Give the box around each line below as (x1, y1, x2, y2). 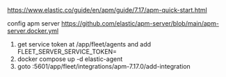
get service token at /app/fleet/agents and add (17, 40, 152, 48)
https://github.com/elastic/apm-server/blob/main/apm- (61, 19, 219, 27)
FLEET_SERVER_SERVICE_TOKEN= (17, 48, 117, 55)
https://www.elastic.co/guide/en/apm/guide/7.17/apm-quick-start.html (7, 6, 207, 14)
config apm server (7, 19, 60, 27)
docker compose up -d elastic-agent (17, 55, 123, 63)
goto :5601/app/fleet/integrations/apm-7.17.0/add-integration (17, 62, 191, 70)
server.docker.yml (7, 27, 59, 35)
